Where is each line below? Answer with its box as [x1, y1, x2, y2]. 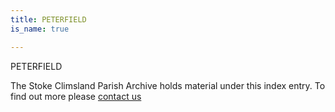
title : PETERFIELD [10, 14, 87, 25]
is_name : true [10, 24, 70, 34]
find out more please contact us [10, 90, 142, 102]
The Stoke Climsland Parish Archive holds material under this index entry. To [10, 79, 326, 91]
